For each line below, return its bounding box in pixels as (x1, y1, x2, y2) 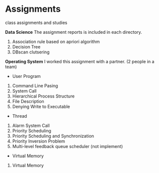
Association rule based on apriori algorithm (12, 38, 100, 45)
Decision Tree (12, 44, 41, 49)
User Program (12, 73, 41, 79)
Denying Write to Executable (12, 103, 70, 109)
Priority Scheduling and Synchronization (12, 133, 95, 139)
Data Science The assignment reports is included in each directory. (5, 29, 142, 35)
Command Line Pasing (12, 82, 58, 89)
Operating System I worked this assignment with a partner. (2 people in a (5, 58, 155, 64)
